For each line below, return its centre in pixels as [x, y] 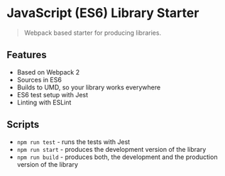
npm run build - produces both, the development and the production [117, 157]
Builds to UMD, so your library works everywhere [89, 87]
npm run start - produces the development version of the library [111, 149]
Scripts [23, 125]
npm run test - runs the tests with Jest [73, 142]
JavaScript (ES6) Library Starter [103, 13]
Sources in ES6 [39, 79]
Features [27, 55]
